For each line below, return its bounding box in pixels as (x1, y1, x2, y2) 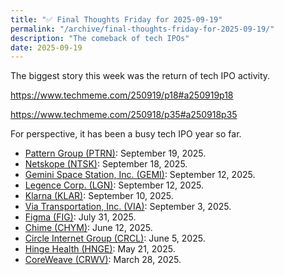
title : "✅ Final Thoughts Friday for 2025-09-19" (10, 14, 223, 25)
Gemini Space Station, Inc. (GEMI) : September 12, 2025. (24, 169, 256, 181)
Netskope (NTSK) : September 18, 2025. (24, 158, 188, 170)
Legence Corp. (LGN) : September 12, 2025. (24, 179, 204, 191)
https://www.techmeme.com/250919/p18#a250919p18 (10, 89, 234, 101)
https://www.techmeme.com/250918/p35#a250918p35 (10, 109, 238, 121)
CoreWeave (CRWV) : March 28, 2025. (24, 254, 182, 266)
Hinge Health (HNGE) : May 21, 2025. (24, 243, 176, 255)
